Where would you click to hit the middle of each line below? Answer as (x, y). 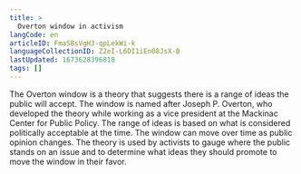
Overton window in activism (71, 26)
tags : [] (26, 69)
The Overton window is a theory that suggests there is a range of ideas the (150, 94)
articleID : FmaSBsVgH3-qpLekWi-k (73, 43)
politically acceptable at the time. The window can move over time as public (151, 132)
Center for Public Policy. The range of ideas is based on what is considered (150, 122)
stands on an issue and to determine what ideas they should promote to (143, 151)
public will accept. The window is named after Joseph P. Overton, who (141, 103)
